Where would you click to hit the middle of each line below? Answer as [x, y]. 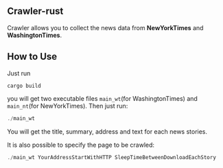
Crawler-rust [35, 11]
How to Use [32, 57]
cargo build [24, 86]
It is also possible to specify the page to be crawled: [81, 145]
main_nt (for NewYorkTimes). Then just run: [68, 106]
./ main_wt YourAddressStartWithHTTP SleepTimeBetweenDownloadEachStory [111, 157]
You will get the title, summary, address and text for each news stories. [107, 131]
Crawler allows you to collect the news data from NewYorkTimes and [105, 27]
